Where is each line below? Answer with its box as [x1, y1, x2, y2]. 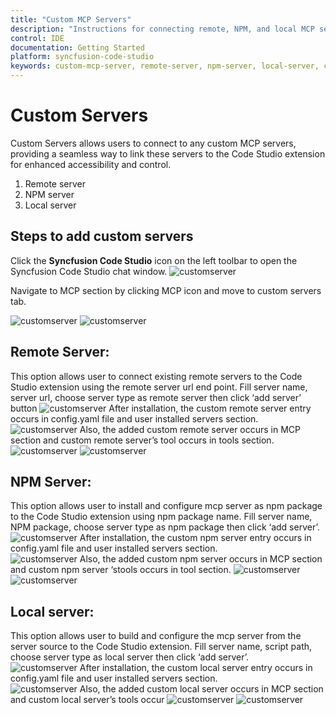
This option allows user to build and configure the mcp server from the [10, 630, 302, 642]
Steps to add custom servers [10, 228, 194, 245]
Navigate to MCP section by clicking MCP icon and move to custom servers [10, 284, 322, 296]
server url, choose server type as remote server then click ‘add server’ [10, 391, 302, 403]
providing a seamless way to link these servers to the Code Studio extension [10, 147, 326, 160]
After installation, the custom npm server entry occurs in [79, 532, 312, 544]
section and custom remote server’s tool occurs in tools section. [10, 434, 275, 446]
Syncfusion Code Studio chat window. [10, 265, 168, 277]
